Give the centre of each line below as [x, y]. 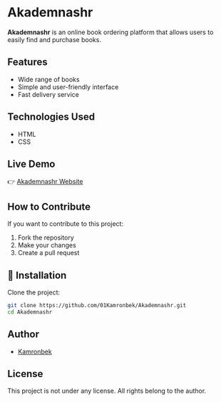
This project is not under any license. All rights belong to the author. [107, 391]
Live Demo [31, 164]
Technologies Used [51, 117]
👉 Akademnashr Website [45, 182]
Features [27, 62]
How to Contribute [49, 206]
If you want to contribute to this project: [65, 224]
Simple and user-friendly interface [68, 87]
